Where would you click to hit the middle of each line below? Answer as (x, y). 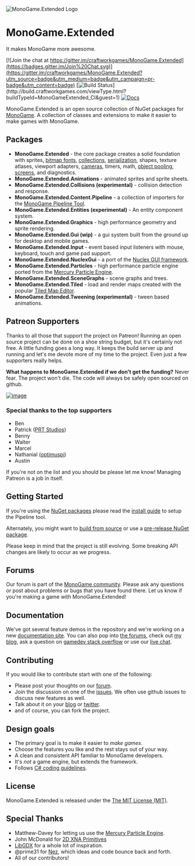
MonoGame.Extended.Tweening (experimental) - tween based (92, 297)
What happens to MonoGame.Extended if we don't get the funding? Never (98, 372)
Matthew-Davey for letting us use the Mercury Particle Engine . (90, 833)
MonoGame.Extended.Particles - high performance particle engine (96, 266)
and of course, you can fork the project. (62, 710)
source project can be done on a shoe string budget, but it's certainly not (94, 342)
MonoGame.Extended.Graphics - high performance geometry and (95, 222)
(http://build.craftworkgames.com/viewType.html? (66, 91)
